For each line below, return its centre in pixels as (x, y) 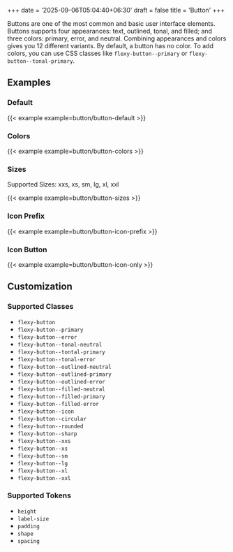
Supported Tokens (39, 495)
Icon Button (27, 249)
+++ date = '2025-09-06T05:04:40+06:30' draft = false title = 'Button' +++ (116, 10)
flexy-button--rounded (50, 426)
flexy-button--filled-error (58, 404)
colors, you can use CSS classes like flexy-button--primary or (97, 53)
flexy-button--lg (43, 463)
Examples (29, 83)
